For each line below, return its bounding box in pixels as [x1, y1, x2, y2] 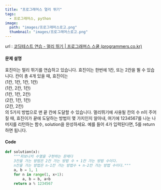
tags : [5, 12, 16, 16]
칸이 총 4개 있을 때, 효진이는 [15, 73, 69, 79]
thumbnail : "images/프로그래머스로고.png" [9, 29, 88, 34]
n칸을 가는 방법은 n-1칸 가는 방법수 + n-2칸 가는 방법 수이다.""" [14, 163, 131, 168]
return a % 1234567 [14, 181, 53, 186]
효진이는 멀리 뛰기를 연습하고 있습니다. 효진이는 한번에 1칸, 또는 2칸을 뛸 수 [5, 67, 146, 73]
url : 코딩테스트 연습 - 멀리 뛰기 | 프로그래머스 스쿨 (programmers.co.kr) [5, 44, 143, 49]
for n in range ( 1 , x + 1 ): [14, 172, 64, 177]
